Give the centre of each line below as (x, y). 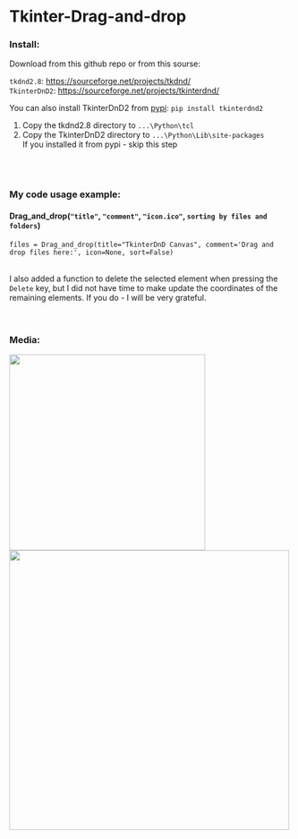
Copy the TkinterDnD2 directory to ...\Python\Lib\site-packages (143, 135)
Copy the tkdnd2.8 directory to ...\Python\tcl (108, 125)
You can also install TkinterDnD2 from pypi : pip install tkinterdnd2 (136, 108)
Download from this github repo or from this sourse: (105, 64)
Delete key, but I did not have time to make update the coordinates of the (144, 287)
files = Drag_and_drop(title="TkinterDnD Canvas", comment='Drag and (142, 244)
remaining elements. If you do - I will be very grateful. (108, 297)
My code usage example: (65, 194)
